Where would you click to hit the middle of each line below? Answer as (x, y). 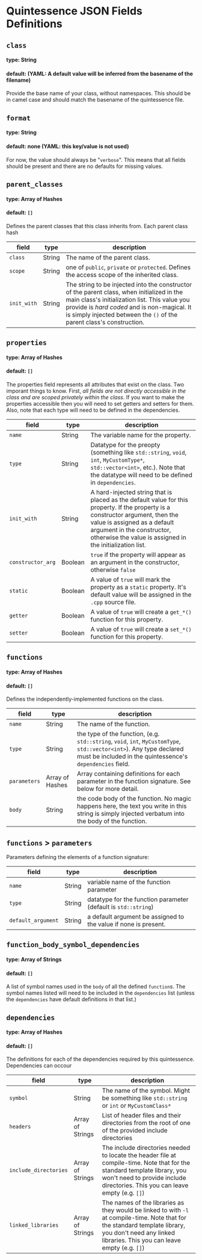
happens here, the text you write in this (132, 806)
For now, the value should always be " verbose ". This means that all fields (96, 160)
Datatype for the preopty (125, 445)
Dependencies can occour (39, 1066)
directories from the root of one (146, 1123)
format (19, 118)
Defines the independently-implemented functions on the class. (85, 699)
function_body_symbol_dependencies (73, 945)
